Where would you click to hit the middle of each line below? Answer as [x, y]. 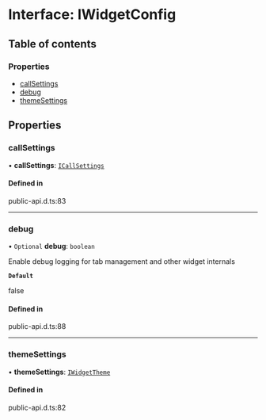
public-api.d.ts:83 [37, 200]
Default [21, 276]
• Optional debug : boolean [51, 246]
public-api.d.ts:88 [37, 326]
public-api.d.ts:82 [37, 407]
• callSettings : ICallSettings [56, 165]
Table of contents [52, 44]
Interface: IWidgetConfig [92, 15]
